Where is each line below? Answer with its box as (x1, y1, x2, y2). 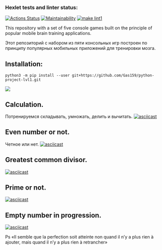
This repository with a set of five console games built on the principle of (5, 25, 153, 31)
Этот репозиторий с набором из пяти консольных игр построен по (5, 40, 148, 46)
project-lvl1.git (5, 77, 41, 82)
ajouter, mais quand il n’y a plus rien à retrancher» (5, 239, 108, 246)
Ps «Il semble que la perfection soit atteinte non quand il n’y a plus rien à (5, 234, 154, 240)
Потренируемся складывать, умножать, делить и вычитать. (5, 113, 133, 119)
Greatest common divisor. (5, 156, 87, 164)
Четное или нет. (5, 141, 39, 147)
